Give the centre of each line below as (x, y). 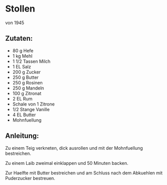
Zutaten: (19, 38)
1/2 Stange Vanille (31, 109)
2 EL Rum (22, 99)
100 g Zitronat (27, 93)
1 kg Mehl (22, 56)
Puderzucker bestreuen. (30, 178)
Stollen (20, 9)
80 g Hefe (23, 50)
